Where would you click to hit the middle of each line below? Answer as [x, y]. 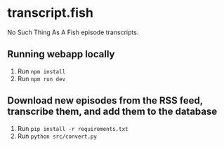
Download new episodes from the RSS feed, [105, 100]
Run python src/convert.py [57, 136]
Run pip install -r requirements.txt [73, 128]
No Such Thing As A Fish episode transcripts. [73, 32]
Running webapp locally [61, 54]
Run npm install [41, 71]
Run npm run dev [41, 78]
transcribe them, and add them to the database [112, 112]
